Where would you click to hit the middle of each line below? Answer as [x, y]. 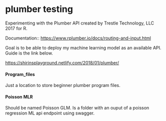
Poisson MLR [19, 96]
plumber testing [39, 9]
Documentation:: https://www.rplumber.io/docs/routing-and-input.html [78, 38]
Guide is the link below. [29, 53]
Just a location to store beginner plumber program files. [63, 85]
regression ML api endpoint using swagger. [50, 113]
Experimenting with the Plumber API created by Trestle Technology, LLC [80, 23]
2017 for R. [16, 28]
